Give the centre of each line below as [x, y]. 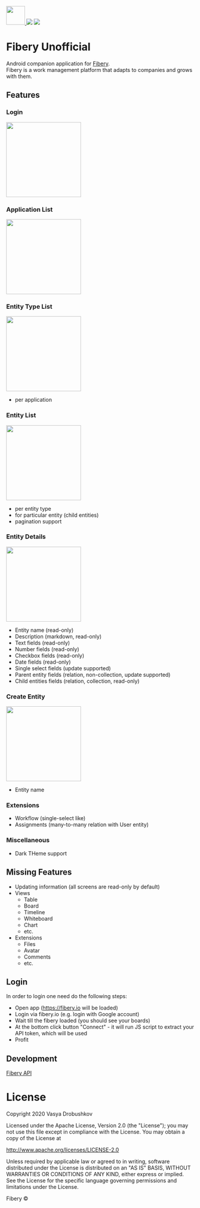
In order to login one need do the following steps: [67, 996]
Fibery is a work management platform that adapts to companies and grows [99, 70]
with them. [19, 76]
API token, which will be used [51, 1034]
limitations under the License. [42, 1187]
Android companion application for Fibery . [58, 64]
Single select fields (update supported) [63, 668]
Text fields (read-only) [42, 643]
